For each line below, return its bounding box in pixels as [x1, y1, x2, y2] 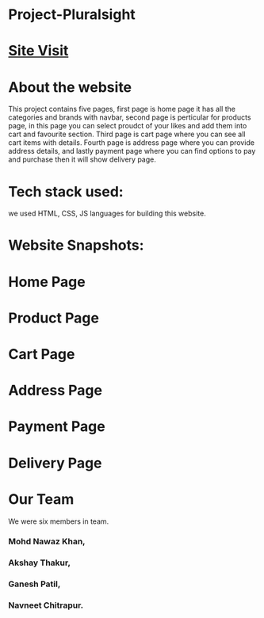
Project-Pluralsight [8, 6, 136, 24]
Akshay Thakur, [8, 557, 71, 568]
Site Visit [8, 42, 69, 60]
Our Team [8, 490, 75, 508]
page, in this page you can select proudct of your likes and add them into [8, 121, 247, 131]
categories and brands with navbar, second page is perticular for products [8, 113, 251, 122]
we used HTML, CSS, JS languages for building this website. [8, 208, 206, 219]
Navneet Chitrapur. [8, 600, 84, 611]
